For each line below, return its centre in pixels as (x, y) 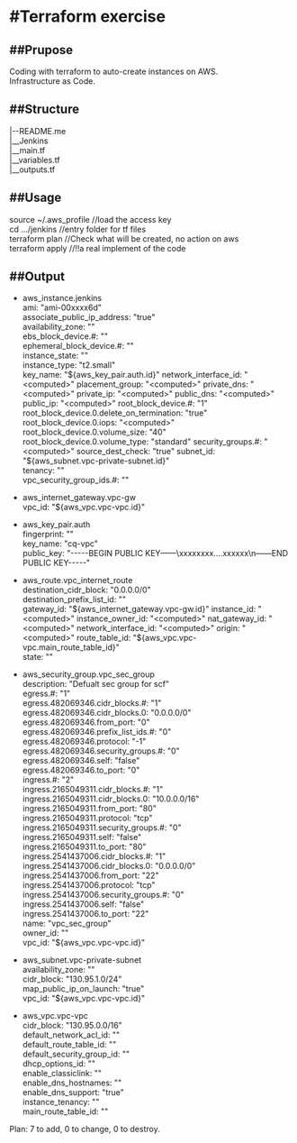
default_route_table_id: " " (69, 1045)
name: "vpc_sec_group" (67, 924)
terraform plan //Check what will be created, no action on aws (124, 238)
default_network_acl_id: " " (71, 1035)
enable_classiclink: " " (62, 1074)
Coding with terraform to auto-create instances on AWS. (114, 71)
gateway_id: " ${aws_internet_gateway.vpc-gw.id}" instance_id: (139, 609)
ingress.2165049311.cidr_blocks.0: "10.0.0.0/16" (111, 799)
